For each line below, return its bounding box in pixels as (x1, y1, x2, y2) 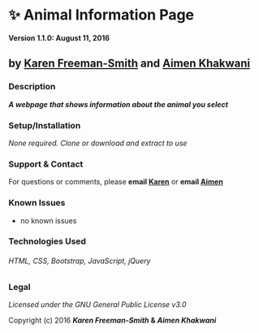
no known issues (19, 215, 77, 225)
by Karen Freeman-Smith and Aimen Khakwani (8, 57, 250, 71)
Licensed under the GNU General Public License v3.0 (8, 300, 187, 309)
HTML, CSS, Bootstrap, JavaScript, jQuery (8, 256, 151, 266)
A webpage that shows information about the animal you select (8, 99, 229, 109)
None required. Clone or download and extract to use (8, 138, 188, 148)
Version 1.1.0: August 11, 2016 (8, 32, 110, 42)
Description (8, 81, 56, 93)
